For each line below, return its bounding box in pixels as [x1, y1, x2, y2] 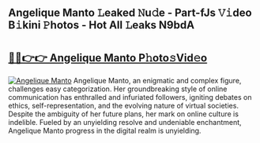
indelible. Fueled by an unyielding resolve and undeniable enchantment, [8, 118, 243, 126]
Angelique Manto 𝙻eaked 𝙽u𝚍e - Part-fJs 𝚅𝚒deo [8, 6, 252, 20]
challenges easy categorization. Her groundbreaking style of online [8, 84, 228, 93]
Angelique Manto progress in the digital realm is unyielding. [8, 126, 202, 135]
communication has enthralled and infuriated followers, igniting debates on [8, 93, 252, 101]
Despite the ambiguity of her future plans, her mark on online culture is [8, 109, 239, 119]
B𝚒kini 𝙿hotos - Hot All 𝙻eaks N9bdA [8, 19, 195, 32]
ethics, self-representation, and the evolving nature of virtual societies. [8, 101, 239, 110]
